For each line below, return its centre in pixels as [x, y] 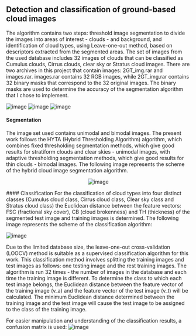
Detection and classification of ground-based [91, 10]
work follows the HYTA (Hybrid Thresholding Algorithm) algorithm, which [94, 140]
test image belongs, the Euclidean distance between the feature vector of [94, 284]
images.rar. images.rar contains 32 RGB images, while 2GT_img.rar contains [97, 76]
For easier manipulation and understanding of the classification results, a [94, 321]
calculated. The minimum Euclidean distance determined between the [90, 297]
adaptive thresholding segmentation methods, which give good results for [95, 158]
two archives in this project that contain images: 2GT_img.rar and [84, 70]
